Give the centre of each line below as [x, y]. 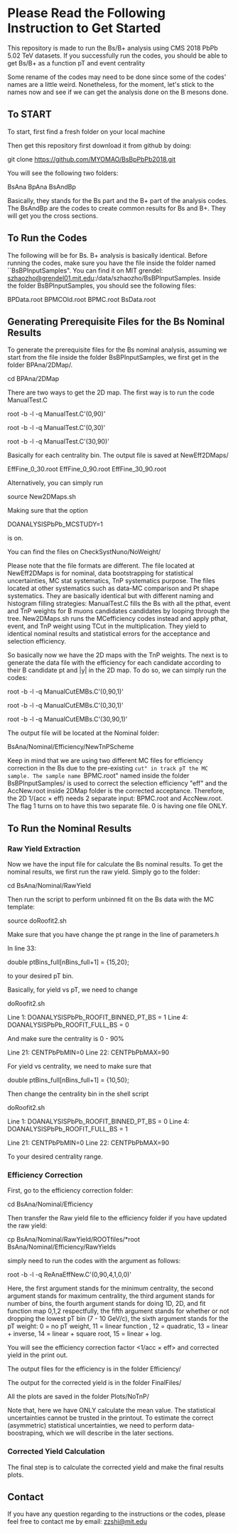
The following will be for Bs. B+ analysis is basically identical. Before [108, 255]
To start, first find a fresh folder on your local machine [86, 131]
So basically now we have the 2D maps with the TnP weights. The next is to [118, 655]
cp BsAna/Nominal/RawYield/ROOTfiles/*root [74, 1240]
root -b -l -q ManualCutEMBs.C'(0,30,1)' [66, 706]
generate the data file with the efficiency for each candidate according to [114, 663]
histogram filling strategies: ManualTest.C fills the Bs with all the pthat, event [119, 604]
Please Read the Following [86, 13]
